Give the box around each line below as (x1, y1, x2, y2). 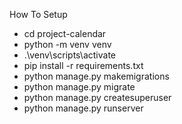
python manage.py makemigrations (23, 70, 170, 82)
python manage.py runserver (23, 102, 144, 114)
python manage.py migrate (23, 81, 136, 93)
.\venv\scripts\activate (23, 49, 116, 61)
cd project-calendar (23, 28, 107, 39)
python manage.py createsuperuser (23, 92, 172, 103)
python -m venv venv (23, 39, 112, 50)
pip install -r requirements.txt (23, 60, 144, 71)
